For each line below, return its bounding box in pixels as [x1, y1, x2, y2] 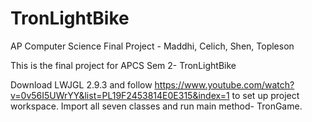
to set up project [231, 89, 300, 101]
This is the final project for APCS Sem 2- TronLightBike [10, 59, 237, 71]
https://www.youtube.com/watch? [154, 78, 295, 91]
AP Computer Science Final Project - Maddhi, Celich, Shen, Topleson [10, 40, 295, 52]
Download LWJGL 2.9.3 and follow [10, 78, 153, 91]
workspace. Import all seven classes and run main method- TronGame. [10, 100, 303, 112]
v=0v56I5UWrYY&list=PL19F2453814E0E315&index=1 [10, 89, 230, 101]
